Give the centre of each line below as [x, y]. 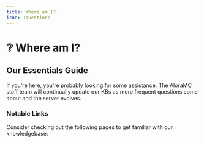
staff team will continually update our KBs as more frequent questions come [102, 91]
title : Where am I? [31, 12]
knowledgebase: [27, 133]
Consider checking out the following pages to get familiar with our [90, 127]
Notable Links [27, 114]
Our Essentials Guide [47, 71]
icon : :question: [28, 18]
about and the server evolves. [44, 98]
